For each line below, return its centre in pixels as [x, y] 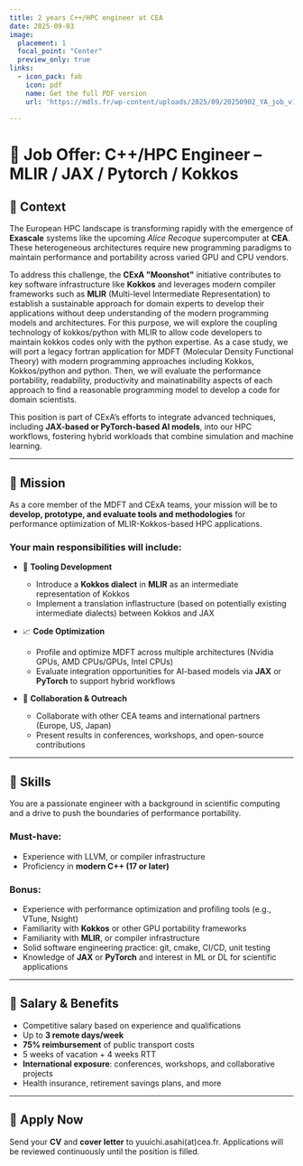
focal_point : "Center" [60, 52]
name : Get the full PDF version [86, 93]
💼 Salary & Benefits [64, 1004]
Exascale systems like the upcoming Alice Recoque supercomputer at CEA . [150, 238]
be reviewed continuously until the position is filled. [105, 1151]
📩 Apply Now [46, 1120]
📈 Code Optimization [64, 631]
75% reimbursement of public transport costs [109, 1044]
